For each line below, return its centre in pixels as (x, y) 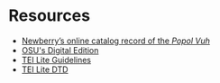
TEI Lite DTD (45, 69)
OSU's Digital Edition (60, 50)
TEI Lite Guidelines (56, 60)
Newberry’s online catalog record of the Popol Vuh (116, 41)
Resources (50, 16)
